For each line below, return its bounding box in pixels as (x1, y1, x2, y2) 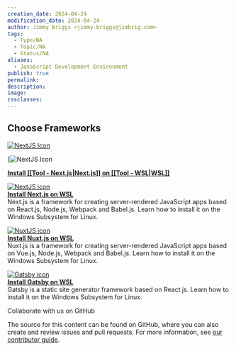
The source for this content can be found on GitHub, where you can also (7, 320, 219, 328)
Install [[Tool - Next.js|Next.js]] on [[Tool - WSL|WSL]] (7, 168, 170, 177)
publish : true (7, 69, 50, 77)
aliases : (7, 57, 33, 64)
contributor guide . (7, 335, 60, 344)
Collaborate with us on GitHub (7, 306, 96, 315)
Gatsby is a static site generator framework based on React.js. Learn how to (7, 285, 229, 294)
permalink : (7, 76, 40, 84)
